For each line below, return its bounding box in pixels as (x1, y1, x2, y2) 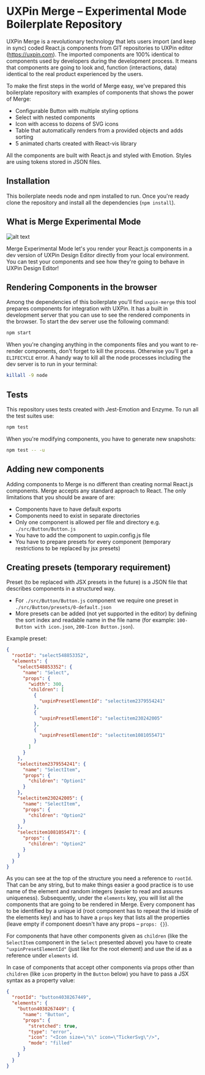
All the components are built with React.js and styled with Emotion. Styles (6, 152, 192, 159)
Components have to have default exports (15, 505, 121, 513)
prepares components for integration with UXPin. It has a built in (6, 305, 168, 312)
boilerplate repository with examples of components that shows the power (6, 88, 194, 96)
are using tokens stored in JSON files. (6, 158, 102, 165)
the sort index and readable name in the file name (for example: (15, 616, 176, 624)
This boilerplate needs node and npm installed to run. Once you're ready (6, 192, 190, 200)
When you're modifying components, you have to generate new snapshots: (6, 435, 196, 443)
